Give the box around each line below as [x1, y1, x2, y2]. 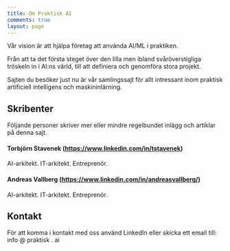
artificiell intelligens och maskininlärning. [7, 83, 122, 91]
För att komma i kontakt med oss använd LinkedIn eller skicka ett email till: [7, 228, 217, 237]
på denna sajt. [7, 129, 47, 137]
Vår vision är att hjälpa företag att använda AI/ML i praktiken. [7, 42, 179, 50]
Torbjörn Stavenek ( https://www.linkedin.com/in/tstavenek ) [7, 144, 183, 152]
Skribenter [7, 102, 54, 114]
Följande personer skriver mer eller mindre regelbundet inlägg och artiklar [7, 121, 216, 129]
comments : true [7, 17, 51, 23]
